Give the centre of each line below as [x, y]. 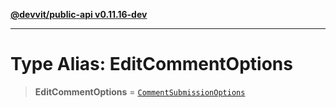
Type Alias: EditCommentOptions [151, 64]
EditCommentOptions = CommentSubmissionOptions [140, 91]
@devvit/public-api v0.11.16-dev [79, 14]
